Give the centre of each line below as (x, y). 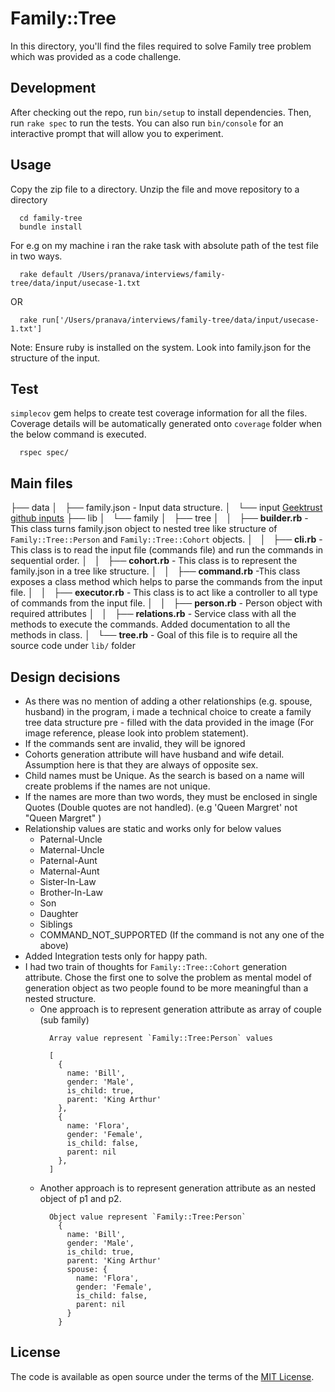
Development (53, 88)
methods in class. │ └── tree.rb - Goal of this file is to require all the (154, 635)
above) (54, 945)
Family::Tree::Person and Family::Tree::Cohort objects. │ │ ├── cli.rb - (166, 539)
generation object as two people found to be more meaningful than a (166, 988)
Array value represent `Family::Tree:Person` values (160, 1038)
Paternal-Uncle (71, 839)
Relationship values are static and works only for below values (153, 828)
